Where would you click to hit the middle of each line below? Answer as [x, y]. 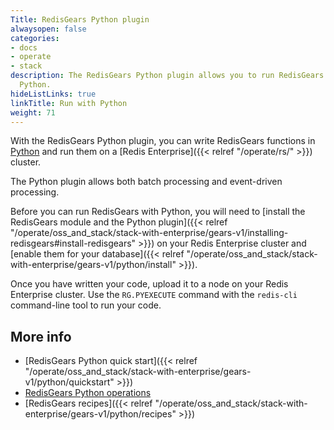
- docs [24, 47]
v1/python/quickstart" [69, 382]
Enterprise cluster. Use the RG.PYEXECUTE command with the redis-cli [154, 295]
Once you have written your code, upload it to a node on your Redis [149, 284]
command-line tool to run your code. [86, 305]
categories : [35, 38]
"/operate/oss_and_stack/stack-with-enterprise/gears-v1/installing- [149, 233]
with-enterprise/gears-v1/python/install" [93, 265]
